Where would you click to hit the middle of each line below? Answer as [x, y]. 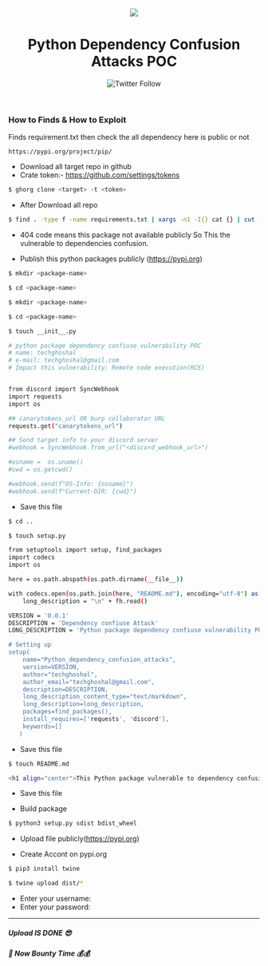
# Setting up [30, 645]
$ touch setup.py [37, 536]
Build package [43, 809]
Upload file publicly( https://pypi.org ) [79, 839]
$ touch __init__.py [43, 331]
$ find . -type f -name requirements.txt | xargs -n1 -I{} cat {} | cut [132, 220]
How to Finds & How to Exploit [67, 120]
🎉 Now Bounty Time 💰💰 [49, 953]
